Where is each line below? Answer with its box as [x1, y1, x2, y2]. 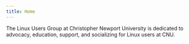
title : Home [6, 8, 35, 15]
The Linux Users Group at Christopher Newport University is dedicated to [6, 25, 184, 32]
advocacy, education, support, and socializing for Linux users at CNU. [6, 31, 176, 38]
